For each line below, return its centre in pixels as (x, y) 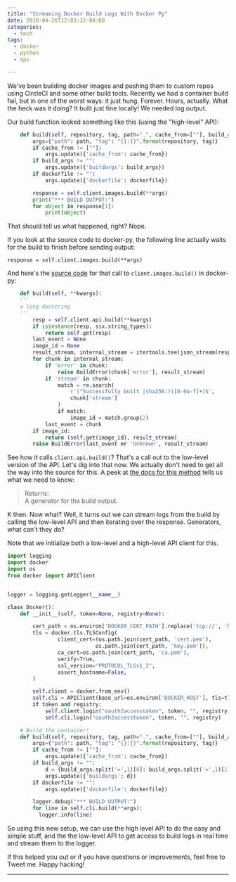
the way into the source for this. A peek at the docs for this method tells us (115, 473)
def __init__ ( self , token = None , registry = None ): (92, 614)
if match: (72, 411)
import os (22, 569)
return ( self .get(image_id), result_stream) (111, 437)
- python (26, 53)
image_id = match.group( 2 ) (110, 418)
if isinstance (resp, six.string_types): (92, 326)
